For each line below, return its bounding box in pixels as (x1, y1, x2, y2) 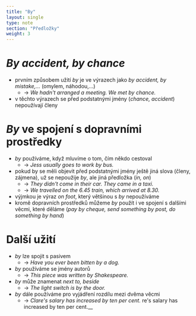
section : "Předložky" (6, 25, 60, 32)
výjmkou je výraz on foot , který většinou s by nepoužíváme (14, 193, 159, 200)
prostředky (6, 135, 62, 149)
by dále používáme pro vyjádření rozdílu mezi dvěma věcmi (14, 290, 160, 298)
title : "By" (6, 8, 36, 15)
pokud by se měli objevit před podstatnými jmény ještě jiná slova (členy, (14, 168, 191, 175)
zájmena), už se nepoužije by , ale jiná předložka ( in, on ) (14, 174, 151, 181)
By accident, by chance (6, 57, 125, 70)
